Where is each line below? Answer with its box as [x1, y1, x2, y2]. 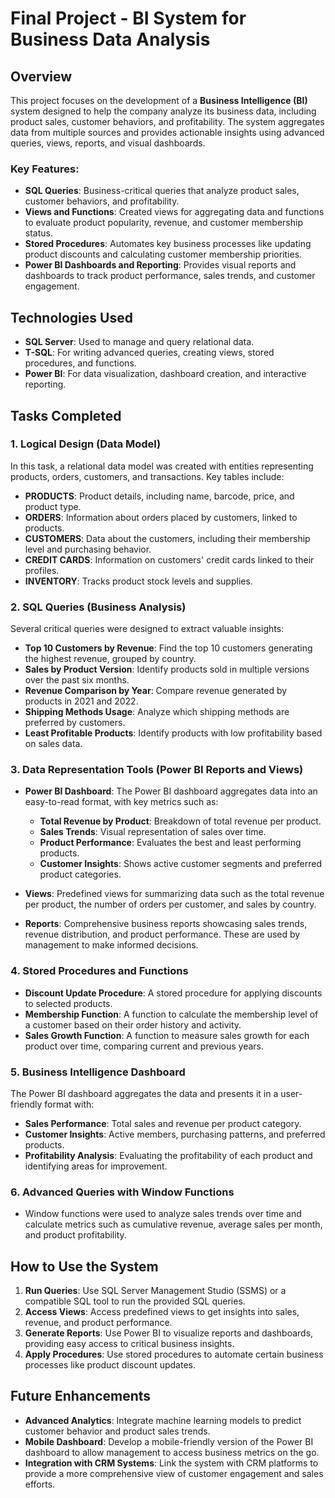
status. [24, 227, 53, 239]
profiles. [24, 564, 60, 576]
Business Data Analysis [10, 28, 211, 51]
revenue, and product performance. [24, 1317, 173, 1329]
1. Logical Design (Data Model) [10, 437, 162, 451]
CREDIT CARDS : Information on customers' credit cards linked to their [24, 553, 315, 566]
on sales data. [24, 738, 83, 750]
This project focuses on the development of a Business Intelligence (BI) [10, 95, 308, 106]
